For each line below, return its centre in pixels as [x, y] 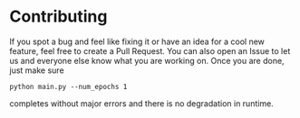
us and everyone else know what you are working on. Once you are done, [147, 60]
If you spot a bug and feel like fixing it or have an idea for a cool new [137, 41]
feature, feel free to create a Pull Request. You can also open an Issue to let [150, 50]
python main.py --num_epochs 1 [68, 86]
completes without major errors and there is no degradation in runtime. [141, 103]
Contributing [58, 17]
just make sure [37, 70]
